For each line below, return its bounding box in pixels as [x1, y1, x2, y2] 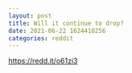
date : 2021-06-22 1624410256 [8, 26, 106, 34]
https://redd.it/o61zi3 [8, 56, 78, 66]
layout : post [8, 11, 52, 20]
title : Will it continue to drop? [8, 19, 125, 27]
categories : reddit [8, 34, 74, 43]
